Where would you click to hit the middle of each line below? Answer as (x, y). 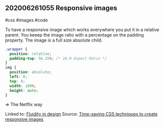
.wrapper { (16, 49)
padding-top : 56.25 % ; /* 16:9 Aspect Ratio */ (58, 58)
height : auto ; (24, 90)
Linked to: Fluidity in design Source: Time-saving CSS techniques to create (82, 114)
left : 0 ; (19, 77)
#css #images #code (27, 20)
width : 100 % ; (23, 86)
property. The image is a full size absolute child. (54, 40)
